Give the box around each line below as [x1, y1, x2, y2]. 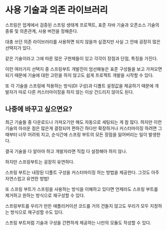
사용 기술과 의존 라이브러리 [5, 4, 108, 16]
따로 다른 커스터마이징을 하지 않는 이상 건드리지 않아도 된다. [18, 89, 134, 95]
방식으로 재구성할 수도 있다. [10, 209, 64, 215]
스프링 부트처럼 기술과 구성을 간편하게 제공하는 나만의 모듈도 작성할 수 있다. [5, 220, 152, 226]
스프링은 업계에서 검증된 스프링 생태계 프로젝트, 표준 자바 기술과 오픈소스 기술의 [5, 22, 160, 28]
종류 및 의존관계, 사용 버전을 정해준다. [5, 28, 78, 34]
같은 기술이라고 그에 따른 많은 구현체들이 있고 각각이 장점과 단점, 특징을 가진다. [5, 55, 158, 61]
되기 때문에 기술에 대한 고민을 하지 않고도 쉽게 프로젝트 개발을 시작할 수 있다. [5, 72, 154, 78]
